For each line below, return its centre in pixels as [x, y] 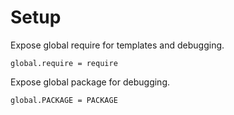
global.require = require [64, 63]
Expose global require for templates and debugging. [117, 45]
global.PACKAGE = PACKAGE [64, 100]
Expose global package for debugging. [90, 82]
